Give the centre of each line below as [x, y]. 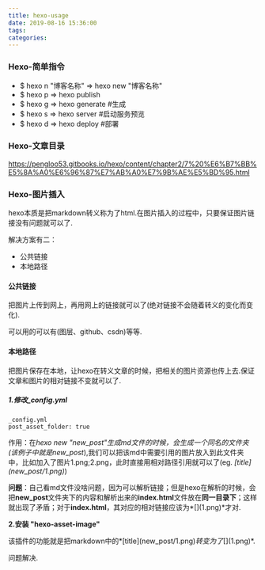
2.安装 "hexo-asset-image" [54, 524]
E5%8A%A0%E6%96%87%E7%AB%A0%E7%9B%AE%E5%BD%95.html [129, 172]
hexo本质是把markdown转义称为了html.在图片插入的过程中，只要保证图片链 [131, 213]
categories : [28, 38]
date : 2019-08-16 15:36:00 [53, 23]
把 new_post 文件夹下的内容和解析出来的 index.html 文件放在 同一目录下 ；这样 [132, 497]
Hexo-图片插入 [36, 194]
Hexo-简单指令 [36, 66]
